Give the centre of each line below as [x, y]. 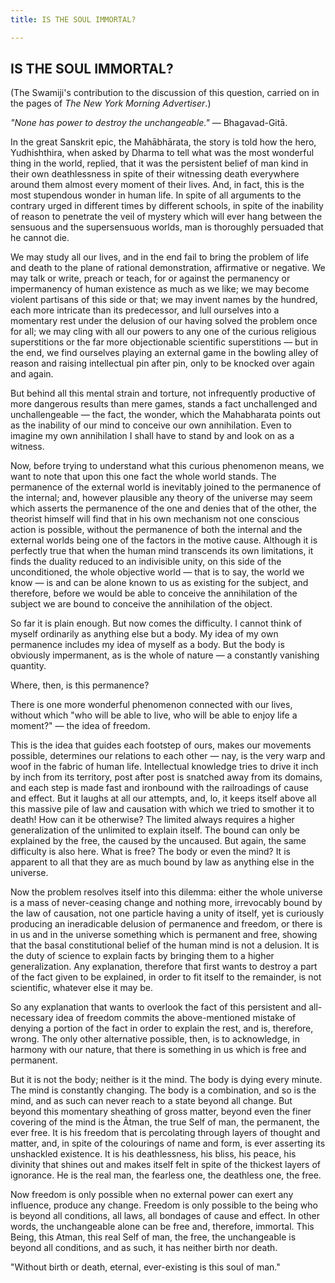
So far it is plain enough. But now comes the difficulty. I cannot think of [156, 623]
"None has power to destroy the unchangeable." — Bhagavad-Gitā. [149, 123]
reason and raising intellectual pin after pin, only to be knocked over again [162, 363]
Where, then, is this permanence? [80, 685]
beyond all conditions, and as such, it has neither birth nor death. [144, 1248]
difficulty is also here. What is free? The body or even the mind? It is [150, 852]
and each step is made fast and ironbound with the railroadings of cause [159, 788]
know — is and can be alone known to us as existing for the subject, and [159, 583]
